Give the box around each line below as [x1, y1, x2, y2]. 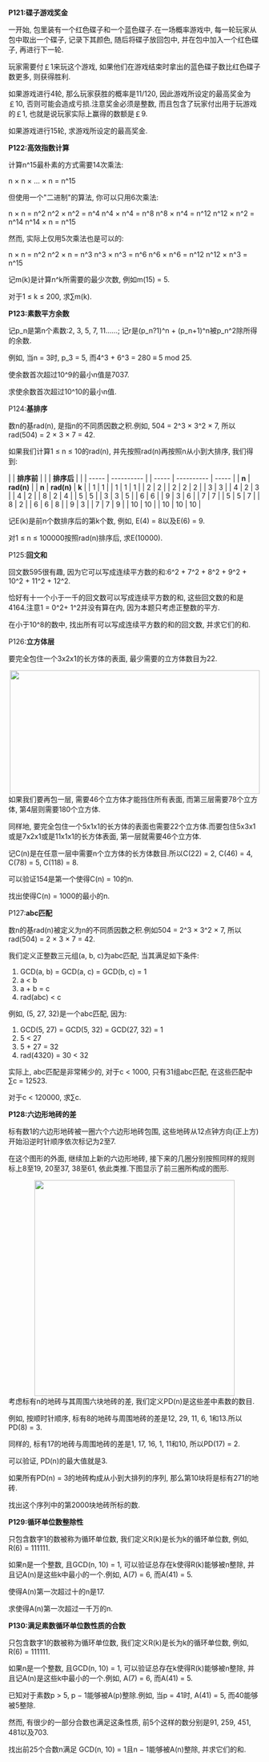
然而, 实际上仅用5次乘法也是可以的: [8, 234, 124, 243]
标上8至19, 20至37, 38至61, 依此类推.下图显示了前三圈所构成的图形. [8, 1163, 230, 1173]
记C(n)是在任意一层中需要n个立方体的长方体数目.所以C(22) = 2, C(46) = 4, [8, 849, 254, 858]
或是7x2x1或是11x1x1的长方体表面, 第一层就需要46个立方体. [8, 832, 202, 841]
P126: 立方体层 [8, 637, 54, 646]
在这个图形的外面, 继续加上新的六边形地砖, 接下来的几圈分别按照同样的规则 [8, 1154, 255, 1163]
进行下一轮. [26, 45, 64, 54]
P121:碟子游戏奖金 [8, 8, 68, 17]
